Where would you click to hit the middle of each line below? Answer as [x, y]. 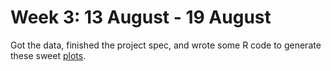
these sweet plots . [48, 55]
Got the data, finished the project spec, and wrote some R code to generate [166, 45]
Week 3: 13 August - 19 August [141, 17]
